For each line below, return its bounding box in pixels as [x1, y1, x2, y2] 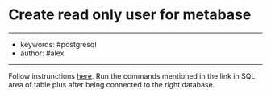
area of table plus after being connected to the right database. [8, 79, 215, 89]
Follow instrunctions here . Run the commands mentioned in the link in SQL [8, 71, 256, 81]
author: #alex [19, 48, 65, 58]
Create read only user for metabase [8, 6, 252, 24]
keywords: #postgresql [19, 39, 97, 49]
